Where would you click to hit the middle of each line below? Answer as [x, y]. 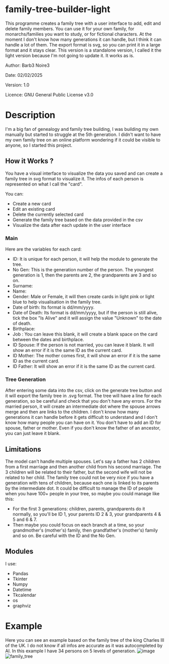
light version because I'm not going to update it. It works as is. [70, 55]
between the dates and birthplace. [48, 339]
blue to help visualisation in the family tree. [57, 302]
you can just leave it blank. [33, 434]
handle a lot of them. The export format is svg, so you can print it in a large [83, 44]
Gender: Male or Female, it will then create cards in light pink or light [83, 296]
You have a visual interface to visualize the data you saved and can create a [84, 173]
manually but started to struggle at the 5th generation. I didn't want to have [83, 134]
